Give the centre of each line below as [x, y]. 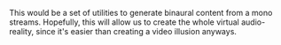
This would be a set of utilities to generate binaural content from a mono [141, 13]
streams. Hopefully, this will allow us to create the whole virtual [124, 22]
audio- [253, 22]
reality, [22, 31]
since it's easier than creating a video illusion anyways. [137, 31]
